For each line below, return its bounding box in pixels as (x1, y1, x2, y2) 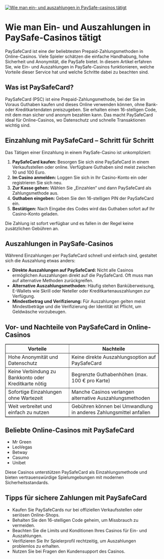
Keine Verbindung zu (8, 368, 56, 375)
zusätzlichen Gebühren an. (5, 225, 60, 231)
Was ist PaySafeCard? (5, 83, 74, 91)
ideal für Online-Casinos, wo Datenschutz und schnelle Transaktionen (5, 117, 145, 123)
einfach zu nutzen (8, 409, 50, 416)
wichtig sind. (5, 122, 31, 128)
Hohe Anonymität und (8, 354, 59, 360)
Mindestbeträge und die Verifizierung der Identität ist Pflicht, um (12, 304, 142, 310)
